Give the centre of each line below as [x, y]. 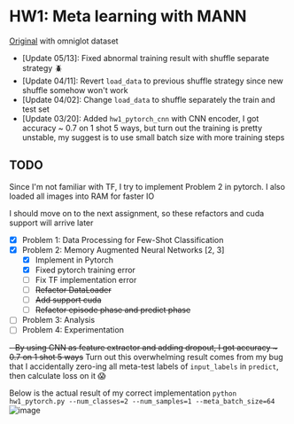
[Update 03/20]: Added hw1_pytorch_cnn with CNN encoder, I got [140, 118]
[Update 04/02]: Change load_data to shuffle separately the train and [149, 99]
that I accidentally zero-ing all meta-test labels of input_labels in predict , [144, 366]
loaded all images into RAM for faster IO [82, 196]
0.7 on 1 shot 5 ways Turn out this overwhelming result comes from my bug [146, 357]
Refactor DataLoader [73, 290]
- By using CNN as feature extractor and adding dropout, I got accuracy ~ [143, 348]
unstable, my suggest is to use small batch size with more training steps [153, 137]
